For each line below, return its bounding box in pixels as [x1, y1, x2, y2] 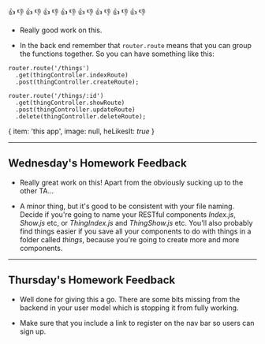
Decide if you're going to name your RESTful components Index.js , [19, 209, 237, 219]
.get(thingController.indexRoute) [15, 71, 129, 79]
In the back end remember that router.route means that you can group [19, 41, 252, 50]
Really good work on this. [19, 25, 103, 35]
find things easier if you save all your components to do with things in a [19, 226, 252, 236]
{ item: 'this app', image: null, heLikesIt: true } [8, 126, 155, 136]
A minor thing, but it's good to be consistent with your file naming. [19, 201, 235, 211]
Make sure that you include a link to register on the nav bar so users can [19, 318, 255, 327]
